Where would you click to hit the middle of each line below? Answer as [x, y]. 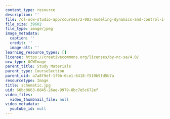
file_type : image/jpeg [29, 29]
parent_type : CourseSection [35, 71]
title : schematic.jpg [28, 85]
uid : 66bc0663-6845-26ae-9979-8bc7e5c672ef [52, 90]
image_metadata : [22, 33]
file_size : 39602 [24, 24]
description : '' [22, 15]
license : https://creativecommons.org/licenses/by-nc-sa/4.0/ [72, 57]
